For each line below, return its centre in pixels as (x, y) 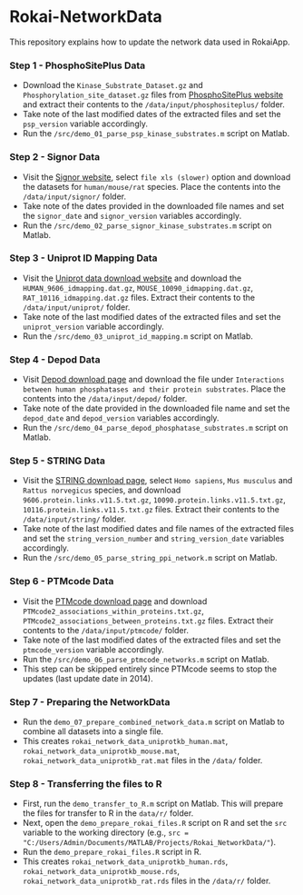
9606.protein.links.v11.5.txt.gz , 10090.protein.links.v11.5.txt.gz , (154, 500)
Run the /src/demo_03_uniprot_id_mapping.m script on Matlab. (138, 336)
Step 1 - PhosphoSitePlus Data (78, 65)
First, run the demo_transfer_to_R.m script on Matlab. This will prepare (153, 804)
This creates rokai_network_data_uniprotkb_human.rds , (125, 861)
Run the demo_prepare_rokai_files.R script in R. (112, 852)
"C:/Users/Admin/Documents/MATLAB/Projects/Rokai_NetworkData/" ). (149, 842)
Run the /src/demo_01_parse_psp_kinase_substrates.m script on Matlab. (156, 134)
